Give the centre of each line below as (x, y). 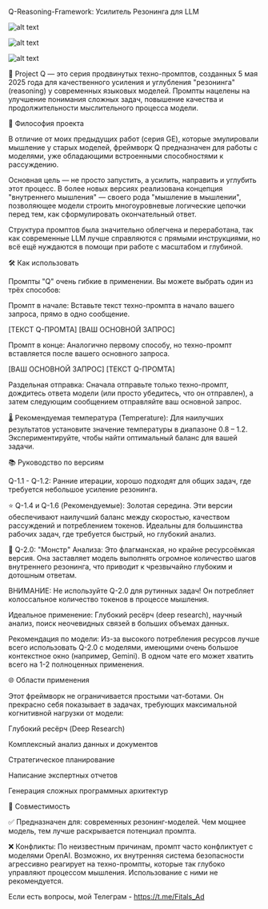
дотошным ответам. (43, 575)
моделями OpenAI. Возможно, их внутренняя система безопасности (126, 855)
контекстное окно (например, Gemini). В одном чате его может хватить (131, 656)
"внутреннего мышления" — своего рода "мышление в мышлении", (125, 197)
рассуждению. (34, 164)
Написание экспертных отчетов (63, 775)
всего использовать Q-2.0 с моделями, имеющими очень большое (123, 647)
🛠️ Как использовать (44, 263)
